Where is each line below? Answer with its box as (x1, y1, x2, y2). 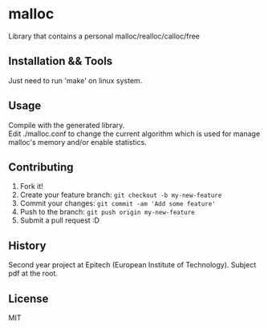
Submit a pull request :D (19, 215, 100, 225)
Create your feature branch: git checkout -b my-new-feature (19, 190, 222, 200)
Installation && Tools (8, 54, 113, 68)
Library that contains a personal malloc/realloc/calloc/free (8, 31, 201, 41)
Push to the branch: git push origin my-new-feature (19, 207, 195, 217)
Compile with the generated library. (8, 120, 125, 130)
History (8, 239, 47, 252)
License (8, 291, 49, 305)
